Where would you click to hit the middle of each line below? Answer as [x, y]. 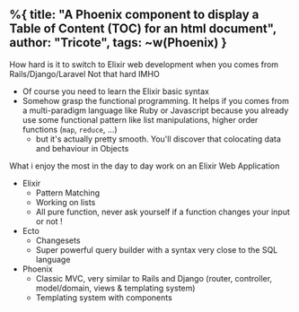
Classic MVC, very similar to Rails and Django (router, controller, [154, 278]
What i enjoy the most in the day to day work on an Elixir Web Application [145, 166]
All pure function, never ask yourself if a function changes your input [163, 212]
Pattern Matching [68, 193]
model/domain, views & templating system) [115, 288]
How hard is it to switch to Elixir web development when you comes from [144, 64]
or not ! [49, 221]
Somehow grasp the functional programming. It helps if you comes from [155, 100]
